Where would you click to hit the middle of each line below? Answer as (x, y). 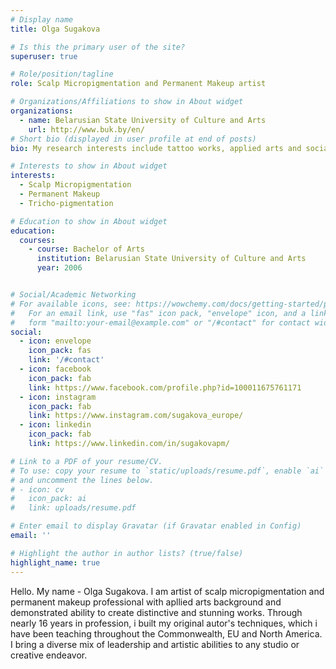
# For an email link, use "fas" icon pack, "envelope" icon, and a (158, 313)
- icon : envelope (55, 341)
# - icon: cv (37, 489)
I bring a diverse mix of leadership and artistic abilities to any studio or (155, 644)
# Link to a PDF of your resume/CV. (86, 461)
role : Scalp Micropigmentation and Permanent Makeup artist (138, 84)
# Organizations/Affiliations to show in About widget (127, 102)
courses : (37, 240)
